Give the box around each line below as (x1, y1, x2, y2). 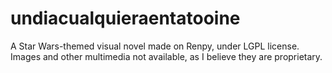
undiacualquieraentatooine (10, 7, 241, 30)
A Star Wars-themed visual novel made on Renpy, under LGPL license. (10, 40, 300, 52)
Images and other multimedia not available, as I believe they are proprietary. (10, 50, 323, 62)
